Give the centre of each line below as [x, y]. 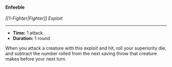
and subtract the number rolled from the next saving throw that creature [81, 54]
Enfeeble [15, 7]
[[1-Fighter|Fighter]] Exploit [34, 18]
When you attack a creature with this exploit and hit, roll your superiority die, [86, 48]
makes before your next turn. [36, 59]
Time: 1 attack [28, 33]
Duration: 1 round [31, 39]
